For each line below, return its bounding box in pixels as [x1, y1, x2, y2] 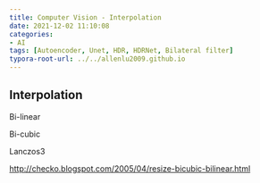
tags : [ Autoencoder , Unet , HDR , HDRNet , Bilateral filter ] [9, 46, 234, 55]
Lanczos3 [9, 146, 46, 156]
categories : [9, 29, 54, 38]
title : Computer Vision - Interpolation [9, 12, 163, 22]
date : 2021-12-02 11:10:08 [9, 21, 110, 30]
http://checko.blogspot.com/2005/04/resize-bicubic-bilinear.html [9, 162, 251, 174]
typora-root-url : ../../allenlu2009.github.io [9, 54, 186, 63]
